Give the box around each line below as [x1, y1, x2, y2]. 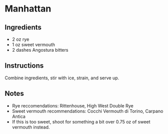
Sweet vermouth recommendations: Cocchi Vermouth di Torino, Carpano [12, 108, 163, 114]
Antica [12, 113, 26, 119]
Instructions [5, 61, 44, 70]
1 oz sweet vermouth [12, 42, 55, 48]
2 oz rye [12, 36, 30, 42]
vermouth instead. [12, 124, 50, 130]
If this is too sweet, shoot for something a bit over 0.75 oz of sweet [12, 118, 150, 124]
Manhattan [5, 3, 51, 15]
